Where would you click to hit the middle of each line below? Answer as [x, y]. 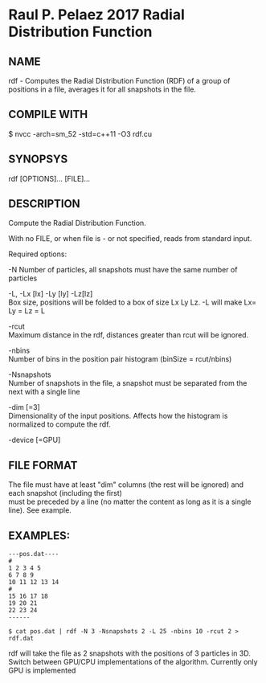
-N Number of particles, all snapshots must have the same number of [123, 270]
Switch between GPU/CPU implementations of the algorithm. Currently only [133, 662]
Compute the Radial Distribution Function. [77, 223]
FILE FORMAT [43, 465]
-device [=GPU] [35, 440]
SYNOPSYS [38, 160]
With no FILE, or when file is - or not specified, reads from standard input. [130, 239]
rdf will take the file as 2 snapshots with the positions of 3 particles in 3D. [129, 653]
